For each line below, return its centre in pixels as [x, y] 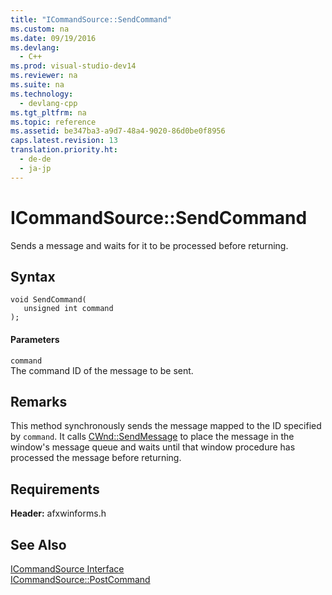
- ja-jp [35, 168]
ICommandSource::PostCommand [80, 580]
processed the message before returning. [96, 458]
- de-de [35, 159]
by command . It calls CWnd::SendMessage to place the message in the [152, 437]
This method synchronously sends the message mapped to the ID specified [166, 426]
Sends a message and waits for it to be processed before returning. [149, 245]
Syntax [33, 276]
